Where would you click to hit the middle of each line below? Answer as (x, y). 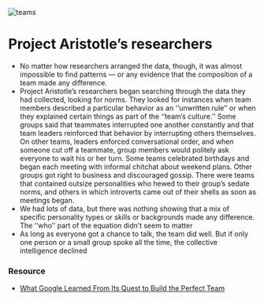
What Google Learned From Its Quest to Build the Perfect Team (122, 288)
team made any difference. (63, 82)
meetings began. (47, 200)
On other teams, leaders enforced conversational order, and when (126, 141)
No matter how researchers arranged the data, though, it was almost (131, 66)
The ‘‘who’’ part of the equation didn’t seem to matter (106, 225)
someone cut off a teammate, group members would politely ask (125, 149)
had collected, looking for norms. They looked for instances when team (136, 100)
